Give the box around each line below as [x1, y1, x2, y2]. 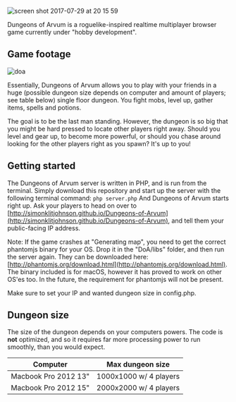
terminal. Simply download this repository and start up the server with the [7, 186, 221, 194]
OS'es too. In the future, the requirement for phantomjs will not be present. [7, 275, 224, 283]
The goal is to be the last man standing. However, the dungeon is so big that [7, 117, 228, 125]
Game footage [7, 48, 72, 60]
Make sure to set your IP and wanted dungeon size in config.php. [7, 288, 197, 297]
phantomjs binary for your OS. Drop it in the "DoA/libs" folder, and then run [7, 244, 225, 254]
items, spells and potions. [7, 103, 82, 112]
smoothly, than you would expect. [7, 343, 106, 351]
